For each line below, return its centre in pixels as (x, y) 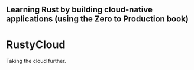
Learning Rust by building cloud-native (79, 10)
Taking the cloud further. (36, 61)
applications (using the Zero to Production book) (98, 19)
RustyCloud (36, 44)
